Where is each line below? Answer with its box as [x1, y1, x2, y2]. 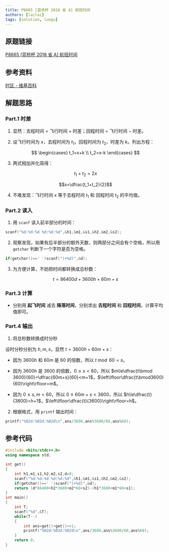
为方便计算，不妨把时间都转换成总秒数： [12, 266, 98, 272]
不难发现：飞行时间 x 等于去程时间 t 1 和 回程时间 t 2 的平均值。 [12, 192, 143, 199]
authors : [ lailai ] [5, 12, 44, 17]
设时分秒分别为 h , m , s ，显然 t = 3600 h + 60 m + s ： [5, 346, 114, 352]
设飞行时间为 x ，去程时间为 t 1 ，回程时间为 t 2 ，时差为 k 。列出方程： [12, 139, 154, 146]
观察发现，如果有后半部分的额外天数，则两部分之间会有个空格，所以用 [12, 240, 160, 246]
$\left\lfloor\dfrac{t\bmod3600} [97, 374, 164, 380]
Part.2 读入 [5, 207, 33, 214]
